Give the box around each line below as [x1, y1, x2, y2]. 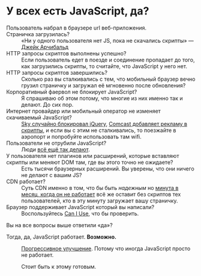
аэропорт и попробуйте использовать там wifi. [21, 133, 142, 140]
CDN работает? [6, 178, 46, 185]
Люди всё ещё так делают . [21, 146, 90, 153]
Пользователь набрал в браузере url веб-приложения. [6, 24, 147, 31]
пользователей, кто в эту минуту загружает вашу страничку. [21, 197, 178, 204]
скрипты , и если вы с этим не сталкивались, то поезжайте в [21, 127, 176, 134]
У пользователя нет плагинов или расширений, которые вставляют [6, 152, 179, 159]
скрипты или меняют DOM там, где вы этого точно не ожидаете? [6, 158, 173, 166]
